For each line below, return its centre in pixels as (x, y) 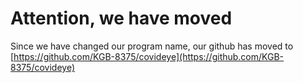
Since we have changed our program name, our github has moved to (152, 46)
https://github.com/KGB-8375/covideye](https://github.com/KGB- (149, 56)
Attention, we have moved (121, 18)
